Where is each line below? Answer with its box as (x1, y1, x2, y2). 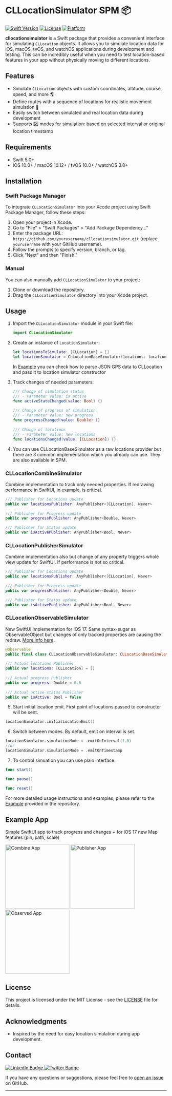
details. (5, 1002, 21, 1008)
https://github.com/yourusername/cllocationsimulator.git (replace (12, 236, 158, 242)
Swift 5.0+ (12, 157, 35, 163)
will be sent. (12, 709, 38, 716)
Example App (5, 815, 49, 824)
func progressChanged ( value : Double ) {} (12, 417, 100, 423)
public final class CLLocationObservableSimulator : (5, 651, 118, 657)
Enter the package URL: (12, 230, 63, 237)
